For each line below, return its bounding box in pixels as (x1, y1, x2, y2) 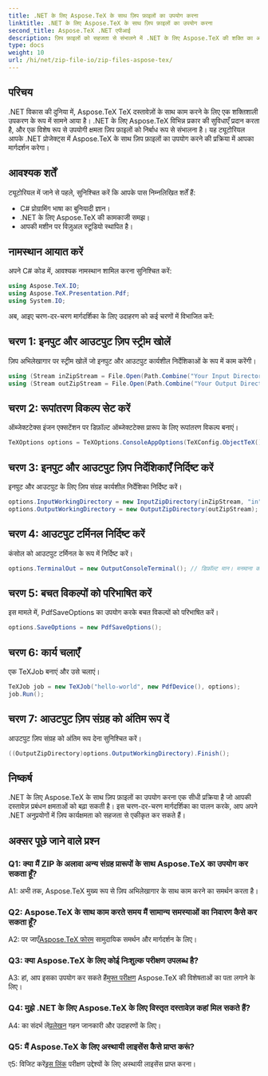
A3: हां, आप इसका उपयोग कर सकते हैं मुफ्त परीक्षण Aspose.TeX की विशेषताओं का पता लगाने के (8, 973, 255, 983)
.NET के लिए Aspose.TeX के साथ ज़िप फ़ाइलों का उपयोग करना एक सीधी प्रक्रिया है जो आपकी (8, 793, 251, 802)
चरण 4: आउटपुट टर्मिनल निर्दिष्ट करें (8, 527, 145, 541)
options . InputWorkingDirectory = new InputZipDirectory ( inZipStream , (8, 498, 245, 506)
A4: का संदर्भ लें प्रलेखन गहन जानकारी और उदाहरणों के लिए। (8, 1020, 162, 1030)
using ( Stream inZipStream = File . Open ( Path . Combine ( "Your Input (8, 372, 230, 380)
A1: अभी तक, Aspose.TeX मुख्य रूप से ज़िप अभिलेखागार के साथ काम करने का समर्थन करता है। (8, 886, 259, 896)
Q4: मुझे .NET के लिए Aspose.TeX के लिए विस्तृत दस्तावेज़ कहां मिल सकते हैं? (8, 1003, 251, 1014)
